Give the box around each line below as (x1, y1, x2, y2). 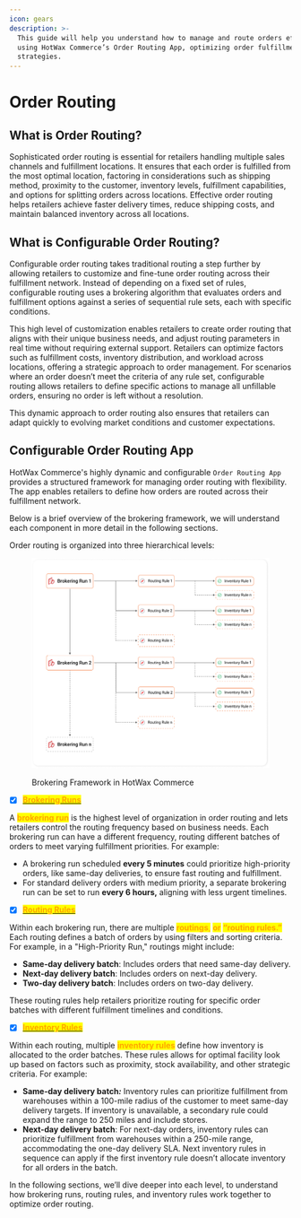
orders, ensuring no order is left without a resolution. (9, 390, 203, 401)
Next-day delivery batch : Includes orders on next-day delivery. (21, 969, 258, 979)
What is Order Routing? (9, 127, 142, 143)
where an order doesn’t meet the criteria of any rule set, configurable (9, 370, 265, 381)
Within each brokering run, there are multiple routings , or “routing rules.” (9, 922, 282, 933)
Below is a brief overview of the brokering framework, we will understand (9, 512, 280, 524)
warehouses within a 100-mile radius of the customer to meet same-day (21, 1095, 288, 1107)
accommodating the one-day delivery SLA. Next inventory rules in (21, 1144, 267, 1154)
